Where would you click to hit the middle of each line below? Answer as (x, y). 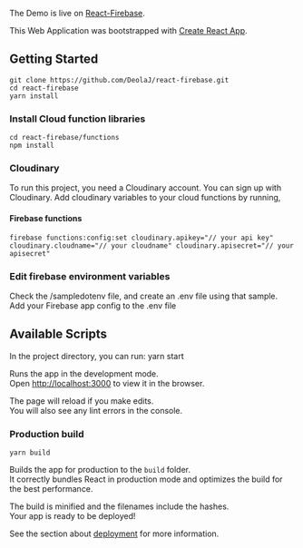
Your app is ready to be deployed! (73, 516)
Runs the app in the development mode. (84, 373)
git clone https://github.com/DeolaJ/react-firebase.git (119, 80)
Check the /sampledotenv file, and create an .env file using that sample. (144, 296)
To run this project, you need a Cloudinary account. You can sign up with (146, 188)
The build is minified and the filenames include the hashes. (119, 506)
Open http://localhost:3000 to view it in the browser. (107, 383)
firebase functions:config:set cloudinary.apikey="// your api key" (142, 238)
